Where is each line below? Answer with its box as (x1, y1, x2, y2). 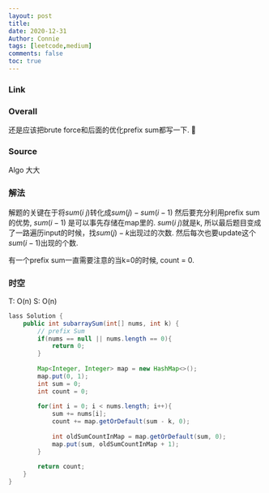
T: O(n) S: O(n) (8, 296, 58, 306)
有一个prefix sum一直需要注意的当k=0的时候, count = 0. (8, 255, 194, 264)
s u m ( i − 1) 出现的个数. (8, 238, 79, 247)
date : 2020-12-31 (8, 27, 67, 35)
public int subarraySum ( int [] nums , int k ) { (23, 319, 180, 328)
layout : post (8, 11, 53, 20)
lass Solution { (8, 311, 63, 320)
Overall (8, 105, 38, 117)
